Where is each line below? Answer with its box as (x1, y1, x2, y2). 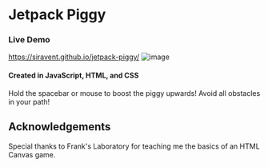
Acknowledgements (8, 120, 111, 133)
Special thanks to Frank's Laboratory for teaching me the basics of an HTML (8, 141, 260, 151)
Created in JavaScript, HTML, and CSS (8, 70, 139, 81)
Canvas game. (8, 149, 56, 159)
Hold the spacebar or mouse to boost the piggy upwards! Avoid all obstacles (8, 88, 261, 97)
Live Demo (8, 34, 50, 46)
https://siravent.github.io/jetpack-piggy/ (8, 52, 140, 62)
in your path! (8, 97, 50, 106)
